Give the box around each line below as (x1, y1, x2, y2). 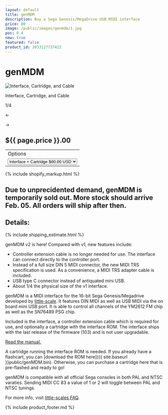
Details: (5, 219, 30, 227)
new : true (5, 36, 26, 41)
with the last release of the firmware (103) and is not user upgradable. (5, 329, 149, 335)
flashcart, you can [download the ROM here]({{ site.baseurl (5, 354, 128, 360)
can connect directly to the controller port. (12, 256, 100, 262)
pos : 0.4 (5, 31, 24, 36)
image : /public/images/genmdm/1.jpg (5, 26, 82, 31)
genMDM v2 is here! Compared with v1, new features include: (5, 241, 133, 247)
